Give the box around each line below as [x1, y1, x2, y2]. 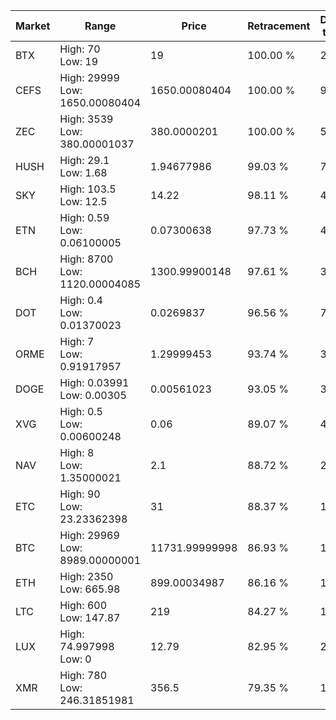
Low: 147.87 [59, 611, 121, 624]
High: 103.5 [59, 182, 117, 196]
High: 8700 [59, 252, 114, 266]
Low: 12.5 [59, 195, 108, 208]
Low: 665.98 [59, 582, 121, 596]
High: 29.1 [59, 154, 110, 167]
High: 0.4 [59, 294, 103, 307]
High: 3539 [59, 112, 114, 126]
